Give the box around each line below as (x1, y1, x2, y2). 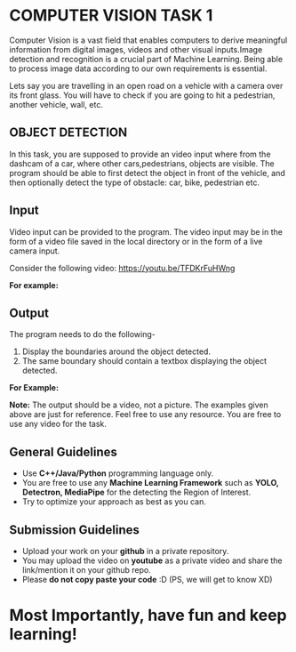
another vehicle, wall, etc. (9, 99, 104, 109)
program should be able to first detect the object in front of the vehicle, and (9, 167, 286, 178)
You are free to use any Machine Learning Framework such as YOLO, (21, 478, 279, 488)
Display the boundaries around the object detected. (21, 346, 212, 357)
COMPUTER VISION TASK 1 (9, 5, 213, 26)
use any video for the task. (9, 419, 107, 430)
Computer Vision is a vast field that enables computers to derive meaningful (9, 35, 288, 45)
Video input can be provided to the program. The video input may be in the (9, 226, 283, 237)
